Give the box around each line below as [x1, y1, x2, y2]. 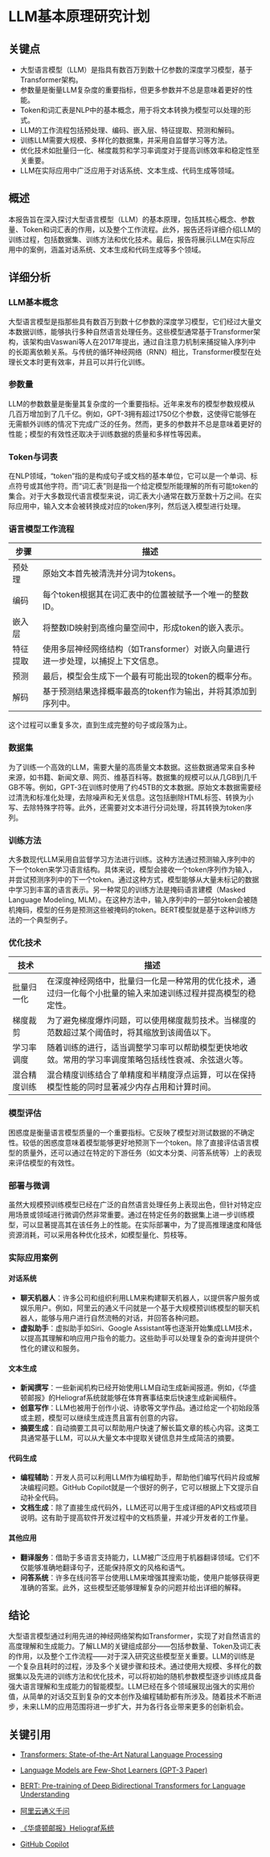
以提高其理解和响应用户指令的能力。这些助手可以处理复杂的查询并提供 [19, 1334, 253, 1343]
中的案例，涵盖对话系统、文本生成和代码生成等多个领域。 [14, 244, 206, 254]
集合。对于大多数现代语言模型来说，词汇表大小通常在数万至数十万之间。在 [8, 491, 255, 501]
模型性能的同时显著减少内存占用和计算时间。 [47, 1081, 216, 1093]
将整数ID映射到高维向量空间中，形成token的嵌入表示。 [43, 622, 249, 634]
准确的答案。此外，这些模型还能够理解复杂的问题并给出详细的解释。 [19, 1582, 246, 1593]
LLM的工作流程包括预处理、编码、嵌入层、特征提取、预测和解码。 [19, 126, 239, 135]
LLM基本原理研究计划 [8, 7, 150, 26]
